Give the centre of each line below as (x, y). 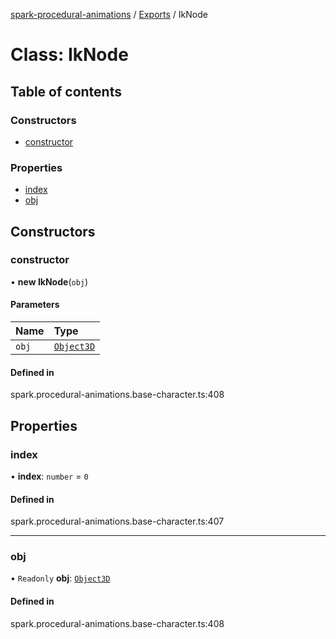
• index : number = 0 (49, 476)
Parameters (35, 305)
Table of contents (66, 91)
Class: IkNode (69, 55)
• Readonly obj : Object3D (60, 578)
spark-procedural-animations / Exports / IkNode (109, 14)
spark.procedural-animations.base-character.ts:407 (117, 521)
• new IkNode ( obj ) (49, 281)
